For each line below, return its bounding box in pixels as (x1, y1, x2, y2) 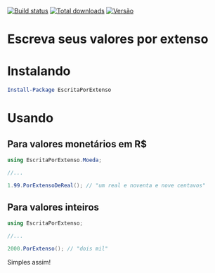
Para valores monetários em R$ (7, 138, 148, 150)
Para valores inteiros (7, 201, 100, 213)
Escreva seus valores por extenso (7, 32, 209, 47)
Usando (7, 110, 54, 126)
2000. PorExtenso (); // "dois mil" (7, 246, 109, 253)
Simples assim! (7, 258, 51, 267)
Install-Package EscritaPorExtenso (7, 86, 112, 94)
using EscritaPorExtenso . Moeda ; (7, 157, 102, 164)
